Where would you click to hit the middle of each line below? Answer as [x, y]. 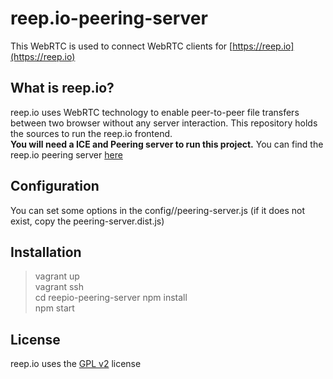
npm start [54, 308]
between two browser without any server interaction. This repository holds [164, 123]
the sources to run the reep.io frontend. [91, 133]
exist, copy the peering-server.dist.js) [87, 221]
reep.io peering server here [66, 154]
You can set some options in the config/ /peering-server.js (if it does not [158, 210]
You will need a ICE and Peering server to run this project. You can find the [167, 144]
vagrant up [57, 276]
